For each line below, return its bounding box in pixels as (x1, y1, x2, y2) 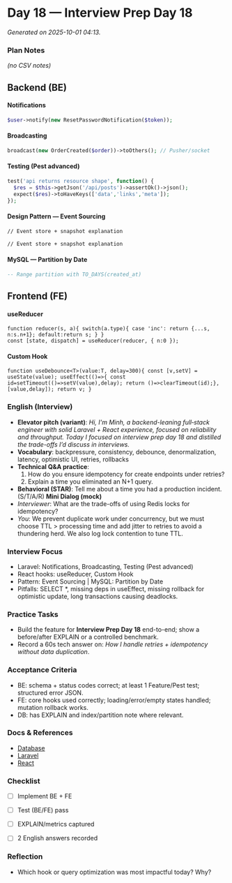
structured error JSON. (17, 688, 84, 697)
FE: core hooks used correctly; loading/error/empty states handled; (17, 696, 211, 704)
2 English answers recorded (17, 834, 98, 843)
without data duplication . (17, 648, 90, 656)
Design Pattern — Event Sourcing (7, 212, 106, 221)
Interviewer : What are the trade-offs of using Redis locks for (17, 499, 190, 507)
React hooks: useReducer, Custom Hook (17, 570, 134, 578)
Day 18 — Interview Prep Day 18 (7, 5, 193, 21)
